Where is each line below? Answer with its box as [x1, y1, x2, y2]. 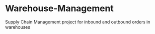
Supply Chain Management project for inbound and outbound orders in [5, 19, 151, 25]
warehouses [5, 24, 31, 30]
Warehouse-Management [5, 3, 114, 14]
